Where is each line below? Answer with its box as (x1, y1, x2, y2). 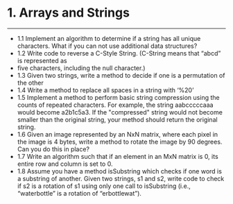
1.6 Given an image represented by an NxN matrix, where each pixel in (17, 130, 218, 138)
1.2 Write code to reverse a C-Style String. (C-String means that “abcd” (17, 49, 221, 57)
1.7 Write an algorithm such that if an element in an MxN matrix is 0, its (17, 152, 218, 160)
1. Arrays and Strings (7, 5, 130, 21)
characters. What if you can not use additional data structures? (17, 42, 198, 50)
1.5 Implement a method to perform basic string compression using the (17, 93, 220, 101)
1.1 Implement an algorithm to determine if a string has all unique (17, 34, 201, 42)
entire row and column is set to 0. (17, 160, 113, 168)
